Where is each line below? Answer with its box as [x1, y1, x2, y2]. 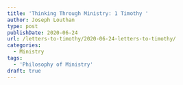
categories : [7, 42, 41, 49]
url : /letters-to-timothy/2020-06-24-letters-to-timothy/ [7, 36, 176, 42]
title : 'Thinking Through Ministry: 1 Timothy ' [7, 10, 149, 17]
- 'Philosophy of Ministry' [13, 61, 94, 68]
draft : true [7, 67, 41, 74]
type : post [7, 23, 38, 29]
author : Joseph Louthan [7, 16, 75, 23]
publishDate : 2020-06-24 [7, 29, 78, 36]
